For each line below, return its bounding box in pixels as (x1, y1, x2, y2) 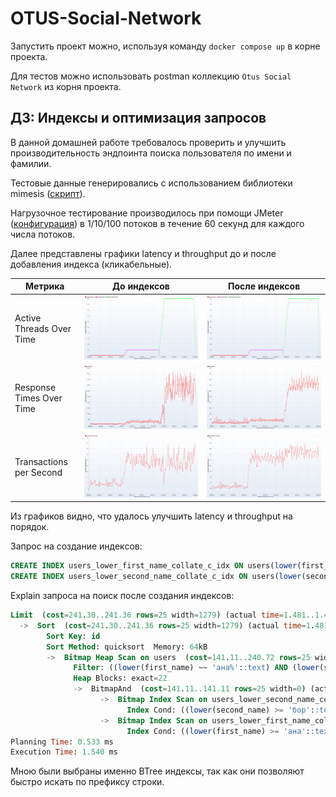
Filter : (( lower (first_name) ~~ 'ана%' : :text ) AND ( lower (73, 663, 320, 673)
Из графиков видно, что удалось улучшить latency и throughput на (10, 510, 293, 522)
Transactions (14, 455, 68, 467)
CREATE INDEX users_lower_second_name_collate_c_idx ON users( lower (10, 572, 302, 582)
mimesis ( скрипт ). (10, 187, 86, 199)
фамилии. (10, 157, 52, 169)
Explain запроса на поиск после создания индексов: (10, 590, 235, 602)
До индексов (111, 280, 170, 292)
